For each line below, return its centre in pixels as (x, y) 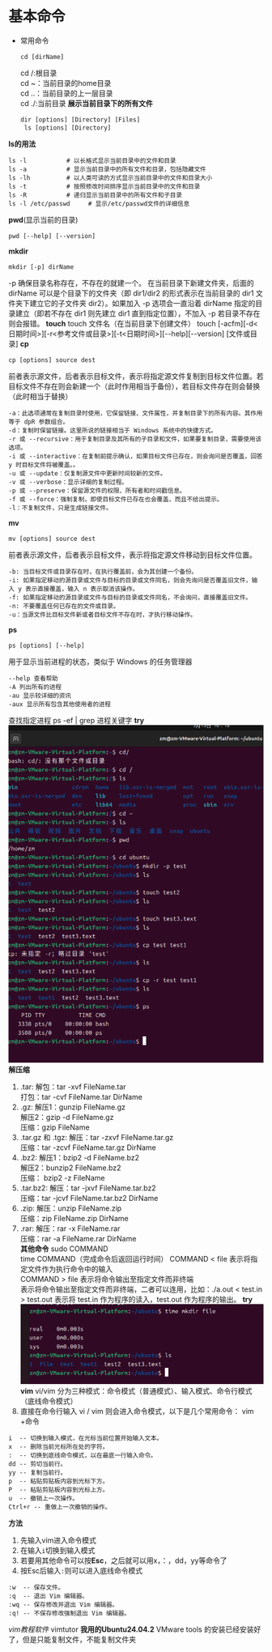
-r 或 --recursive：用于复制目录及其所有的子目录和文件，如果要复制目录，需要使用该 (135, 439)
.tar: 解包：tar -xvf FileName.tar (73, 1087)
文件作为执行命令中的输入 (70, 1269)
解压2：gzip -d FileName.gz (67, 1118)
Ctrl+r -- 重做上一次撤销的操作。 (60, 1507)
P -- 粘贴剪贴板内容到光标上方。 (59, 1490)
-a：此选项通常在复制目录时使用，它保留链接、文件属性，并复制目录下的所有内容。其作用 (136, 413)
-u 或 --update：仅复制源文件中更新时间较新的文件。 (87, 473)
